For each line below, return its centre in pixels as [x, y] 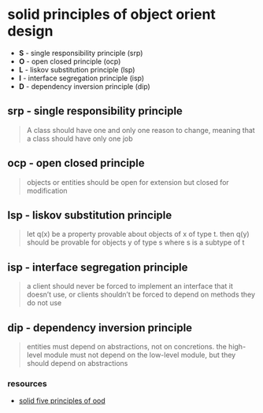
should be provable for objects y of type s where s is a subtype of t [135, 242]
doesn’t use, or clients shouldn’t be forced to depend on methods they [141, 295]
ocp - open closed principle [76, 163]
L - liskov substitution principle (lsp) [77, 69]
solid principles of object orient [111, 15]
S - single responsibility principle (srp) [81, 53]
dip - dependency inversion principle [100, 328]
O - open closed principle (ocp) [70, 61]
